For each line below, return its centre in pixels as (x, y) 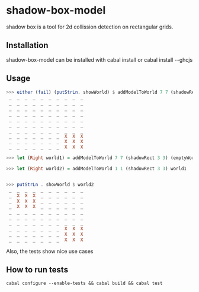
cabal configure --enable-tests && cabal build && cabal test (84, 283)
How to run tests (37, 270)
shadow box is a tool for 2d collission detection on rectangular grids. (90, 27)
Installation (27, 45)
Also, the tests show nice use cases (50, 251)
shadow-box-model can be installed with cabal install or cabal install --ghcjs (99, 59)
